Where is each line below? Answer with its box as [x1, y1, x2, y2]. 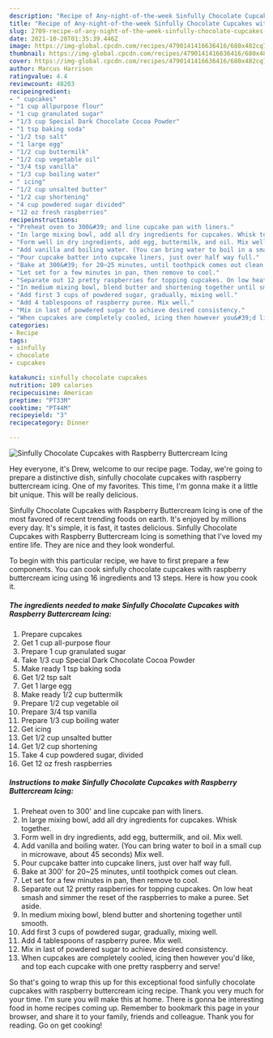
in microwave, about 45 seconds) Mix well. [20, 849, 164, 859]
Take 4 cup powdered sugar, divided [20, 750, 144, 760]
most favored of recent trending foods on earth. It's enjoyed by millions [9, 515, 247, 523]
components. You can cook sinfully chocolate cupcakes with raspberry [9, 565, 246, 574]
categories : [9, 321, 49, 329]
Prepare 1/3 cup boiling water [20, 715, 120, 725]
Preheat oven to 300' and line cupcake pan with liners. [20, 806, 203, 816]
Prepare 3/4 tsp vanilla [20, 707, 97, 717]
